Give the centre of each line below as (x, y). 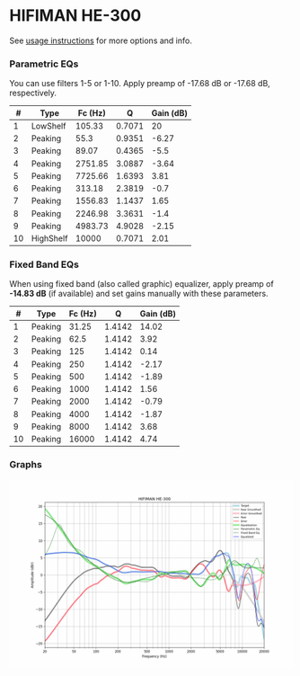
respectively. (33, 93)
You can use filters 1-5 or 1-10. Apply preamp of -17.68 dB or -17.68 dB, (140, 84)
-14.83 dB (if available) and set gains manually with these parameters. (139, 294)
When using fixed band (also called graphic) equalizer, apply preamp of (141, 284)
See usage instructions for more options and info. (101, 40)
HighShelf (49, 238)
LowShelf (49, 126)
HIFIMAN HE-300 (75, 16)
